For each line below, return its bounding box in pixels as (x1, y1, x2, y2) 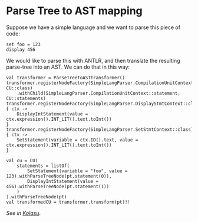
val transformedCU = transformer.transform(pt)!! (6, 199, 131, 205)
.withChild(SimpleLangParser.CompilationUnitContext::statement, (16, 90, 181, 96)
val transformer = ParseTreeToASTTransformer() (6, 75, 126, 81)
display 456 (6, 46, 35, 53)
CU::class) (6, 85, 33, 91)
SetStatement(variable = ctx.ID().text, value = (16, 137, 138, 143)
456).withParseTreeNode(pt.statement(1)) (6, 184, 110, 189)
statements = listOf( (16, 163, 70, 169)
